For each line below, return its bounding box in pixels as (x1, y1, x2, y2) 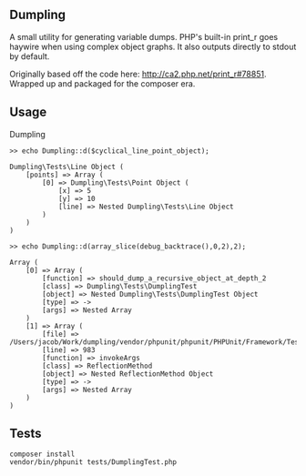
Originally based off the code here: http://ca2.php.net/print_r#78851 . (9, 68, 267, 79)
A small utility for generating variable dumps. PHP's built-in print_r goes (9, 31, 279, 42)
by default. (9, 50, 50, 62)
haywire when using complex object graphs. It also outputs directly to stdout (9, 41, 297, 52)
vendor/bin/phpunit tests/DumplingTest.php (9, 458, 178, 467)
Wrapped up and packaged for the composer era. (9, 77, 196, 89)
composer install (9, 450, 76, 459)
